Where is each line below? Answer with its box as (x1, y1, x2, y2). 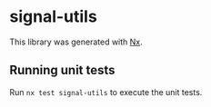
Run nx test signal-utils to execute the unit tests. (9, 86, 203, 97)
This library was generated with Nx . (9, 36, 143, 47)
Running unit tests (9, 63, 116, 78)
